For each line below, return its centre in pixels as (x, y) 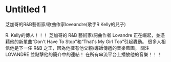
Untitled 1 (26, 9)
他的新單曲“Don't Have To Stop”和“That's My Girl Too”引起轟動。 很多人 (85, 42)
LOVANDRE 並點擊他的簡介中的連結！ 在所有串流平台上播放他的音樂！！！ (84, 54)
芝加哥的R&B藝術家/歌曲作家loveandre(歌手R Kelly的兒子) (66, 24)
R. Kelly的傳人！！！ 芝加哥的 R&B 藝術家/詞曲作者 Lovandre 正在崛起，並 (83, 35)
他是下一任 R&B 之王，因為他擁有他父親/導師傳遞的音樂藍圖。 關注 (80, 48)
